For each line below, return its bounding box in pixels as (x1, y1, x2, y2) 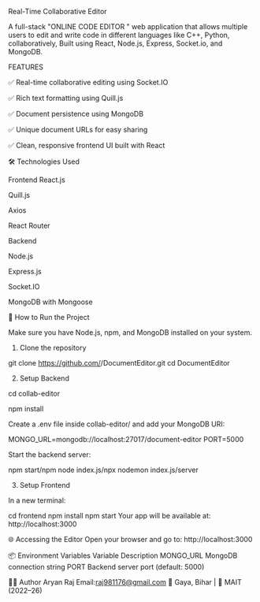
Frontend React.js (8, 175, 65, 184)
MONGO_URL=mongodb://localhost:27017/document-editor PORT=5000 (8, 435, 244, 444)
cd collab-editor (8, 389, 61, 398)
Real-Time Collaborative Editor (8, 7, 108, 16)
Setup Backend (19, 373, 69, 383)
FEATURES (8, 62, 44, 72)
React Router (8, 221, 50, 230)
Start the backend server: (8, 450, 91, 459)
